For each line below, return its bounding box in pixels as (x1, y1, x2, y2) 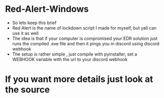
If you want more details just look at (5, 74, 153, 85)
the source (5, 84, 50, 96)
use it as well (12, 30, 39, 36)
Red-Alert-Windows (5, 3, 89, 15)
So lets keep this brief (12, 20, 56, 26)
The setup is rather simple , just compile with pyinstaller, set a (12, 51, 137, 57)
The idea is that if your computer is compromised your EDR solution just (12, 35, 158, 41)
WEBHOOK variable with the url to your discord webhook (12, 56, 128, 62)
